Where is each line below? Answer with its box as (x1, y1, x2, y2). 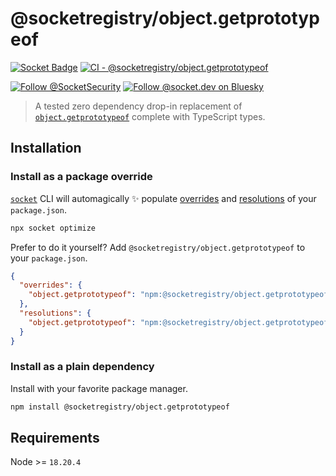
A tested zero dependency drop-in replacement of (34, 100, 243, 112)
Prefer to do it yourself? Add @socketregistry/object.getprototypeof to (10, 241, 306, 253)
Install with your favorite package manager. (10, 382, 188, 394)
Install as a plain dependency (10, 360, 155, 374)
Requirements (10, 430, 100, 447)
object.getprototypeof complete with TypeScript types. (34, 110, 266, 122)
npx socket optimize (10, 223, 97, 233)
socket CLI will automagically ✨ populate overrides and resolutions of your (10, 192, 317, 204)
